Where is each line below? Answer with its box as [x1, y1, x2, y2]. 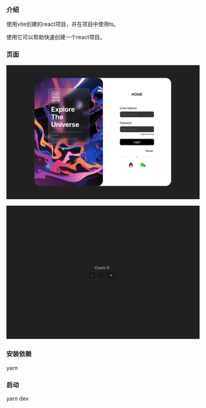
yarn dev [6, 395, 29, 402]
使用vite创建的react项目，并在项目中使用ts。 [6, 20, 120, 28]
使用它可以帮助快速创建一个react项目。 [6, 34, 105, 41]
